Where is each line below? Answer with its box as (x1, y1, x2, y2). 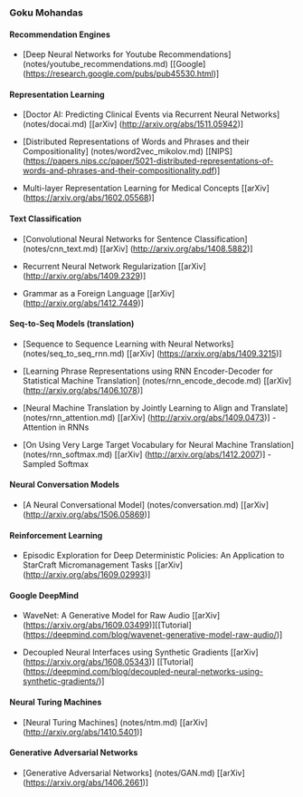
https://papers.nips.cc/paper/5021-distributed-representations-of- (25, 156, 274, 167)
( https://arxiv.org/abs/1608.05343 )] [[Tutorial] (22, 656, 194, 667)
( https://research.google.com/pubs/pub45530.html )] (22, 68, 220, 79)
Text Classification (9, 213, 82, 224)
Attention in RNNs (22, 422, 90, 433)
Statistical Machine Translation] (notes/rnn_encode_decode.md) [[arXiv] (22, 374, 292, 386)
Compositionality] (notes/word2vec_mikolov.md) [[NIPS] (22, 146, 233, 157)
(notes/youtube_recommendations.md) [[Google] (22, 59, 206, 70)
